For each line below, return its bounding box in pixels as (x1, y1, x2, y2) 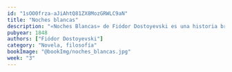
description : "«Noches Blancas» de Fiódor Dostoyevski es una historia (7, 23, 217, 29)
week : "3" (7, 55, 36, 62)
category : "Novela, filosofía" (7, 42, 97, 49)
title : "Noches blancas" (7, 16, 79, 23)
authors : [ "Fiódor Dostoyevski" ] (7, 36, 104, 43)
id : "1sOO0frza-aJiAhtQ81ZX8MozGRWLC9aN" (7, 10, 128, 17)
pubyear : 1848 (7, 29, 48, 36)
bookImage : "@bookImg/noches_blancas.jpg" (7, 49, 131, 56)
